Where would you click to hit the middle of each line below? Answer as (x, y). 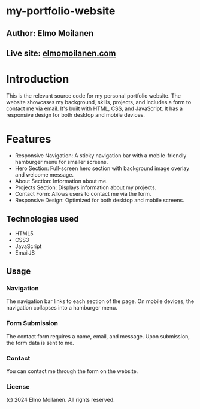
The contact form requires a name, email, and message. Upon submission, (98, 336)
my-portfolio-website (61, 11)
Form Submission (32, 323)
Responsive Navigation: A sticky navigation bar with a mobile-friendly (101, 155)
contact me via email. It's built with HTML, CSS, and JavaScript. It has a (95, 108)
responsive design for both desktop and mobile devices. (75, 114)
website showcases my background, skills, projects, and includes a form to (99, 102)
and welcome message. (44, 174)
